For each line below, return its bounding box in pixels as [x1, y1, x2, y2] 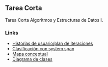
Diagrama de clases [12, 56, 53, 62]
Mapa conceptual [12, 51, 48, 57]
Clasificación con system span [12, 46, 75, 52]
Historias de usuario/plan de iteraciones [12, 40, 93, 46]
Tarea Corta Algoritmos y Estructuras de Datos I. [5, 17, 103, 23]
